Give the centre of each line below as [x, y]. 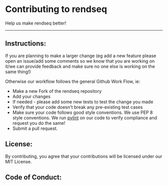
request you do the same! [39, 123]
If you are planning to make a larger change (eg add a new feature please [81, 56]
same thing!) [18, 72]
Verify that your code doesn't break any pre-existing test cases [77, 107]
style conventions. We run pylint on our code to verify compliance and [85, 118]
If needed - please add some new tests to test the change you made [83, 102]
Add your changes [31, 96]
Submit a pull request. [35, 128]
